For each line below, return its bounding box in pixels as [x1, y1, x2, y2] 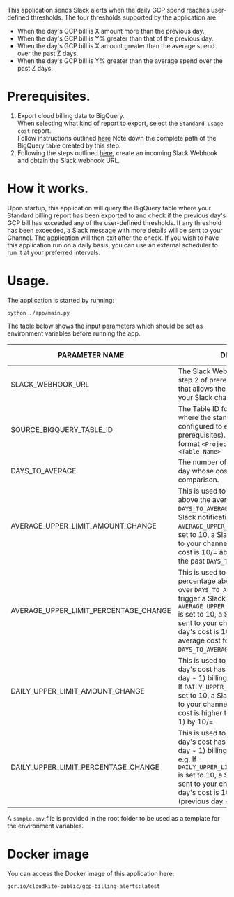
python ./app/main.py [7, 309, 70, 317]
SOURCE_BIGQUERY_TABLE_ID [10, 424, 114, 434]
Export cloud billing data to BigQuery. [17, 111, 125, 120]
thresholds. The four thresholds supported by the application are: [31, 13, 218, 22]
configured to [178, 421, 223, 431]
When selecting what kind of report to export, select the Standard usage [17, 119, 224, 127]
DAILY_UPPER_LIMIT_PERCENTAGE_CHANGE [10, 762, 160, 772]
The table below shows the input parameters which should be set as [7, 322, 203, 330]
